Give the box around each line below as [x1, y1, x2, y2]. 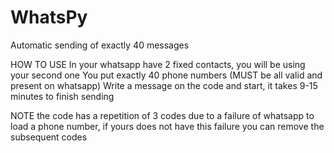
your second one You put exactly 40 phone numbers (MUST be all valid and [10, 69, 323, 81]
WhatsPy [10, 6, 88, 29]
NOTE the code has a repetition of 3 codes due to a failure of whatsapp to [10, 109, 315, 121]
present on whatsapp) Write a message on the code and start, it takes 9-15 [10, 79, 318, 91]
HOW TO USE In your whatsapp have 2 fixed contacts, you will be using [10, 58, 306, 70]
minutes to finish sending [10, 90, 115, 102]
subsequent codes [10, 131, 88, 143]
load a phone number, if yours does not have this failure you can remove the [10, 120, 325, 132]
